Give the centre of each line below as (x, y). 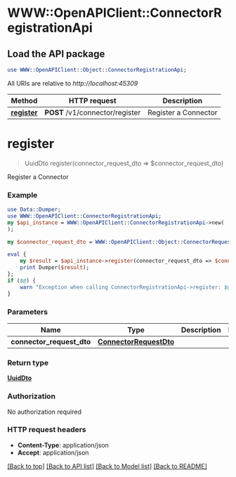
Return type (28, 362)
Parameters (27, 312)
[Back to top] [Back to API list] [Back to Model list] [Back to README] (107, 466)
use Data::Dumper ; (34, 210)
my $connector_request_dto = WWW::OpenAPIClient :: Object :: (96, 242)
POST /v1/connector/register (93, 112)
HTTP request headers (47, 430)
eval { (17, 254)
